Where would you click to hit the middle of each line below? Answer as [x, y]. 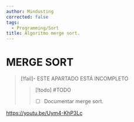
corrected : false [27, 17]
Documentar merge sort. [74, 101]
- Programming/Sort [35, 28]
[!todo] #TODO [53, 90]
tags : [13, 22]
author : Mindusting [30, 11]
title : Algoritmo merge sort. [43, 33]
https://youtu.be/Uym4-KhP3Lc [44, 113]
